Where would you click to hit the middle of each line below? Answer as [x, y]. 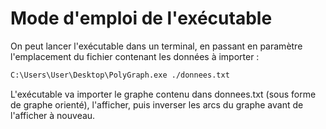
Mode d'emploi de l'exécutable [141, 18]
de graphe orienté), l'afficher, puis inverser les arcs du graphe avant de [157, 104]
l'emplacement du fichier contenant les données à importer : [135, 56]
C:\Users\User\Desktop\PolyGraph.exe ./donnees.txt [120, 75]
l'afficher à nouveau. [53, 115]
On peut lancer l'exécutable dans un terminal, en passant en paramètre [156, 46]
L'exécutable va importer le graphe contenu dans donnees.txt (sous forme [163, 94]
